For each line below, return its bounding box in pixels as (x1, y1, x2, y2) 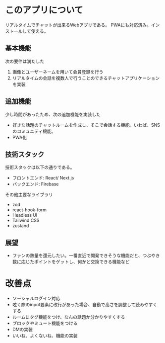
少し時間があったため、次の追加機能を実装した (5, 111, 101, 117)
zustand (12, 223, 29, 229)
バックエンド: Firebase (12, 181, 59, 187)
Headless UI (12, 212, 38, 218)
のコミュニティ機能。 (12, 128, 56, 134)
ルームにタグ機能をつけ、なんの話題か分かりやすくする (12, 314, 125, 320)
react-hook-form (12, 207, 47, 213)
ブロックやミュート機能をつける (12, 320, 78, 326)
